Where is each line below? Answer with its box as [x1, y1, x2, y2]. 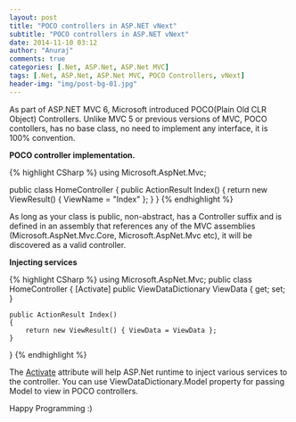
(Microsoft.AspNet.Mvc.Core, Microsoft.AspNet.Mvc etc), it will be [9, 229, 252, 241]
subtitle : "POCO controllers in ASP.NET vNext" [9, 29, 190, 38]
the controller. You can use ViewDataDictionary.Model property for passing [9, 376, 285, 386]
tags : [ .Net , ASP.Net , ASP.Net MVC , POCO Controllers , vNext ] [9, 71, 245, 80]
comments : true [9, 54, 66, 63]
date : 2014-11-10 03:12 [9, 37, 98, 47]
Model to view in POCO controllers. [9, 385, 138, 396]
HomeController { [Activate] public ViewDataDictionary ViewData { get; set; [9, 283, 285, 294]
